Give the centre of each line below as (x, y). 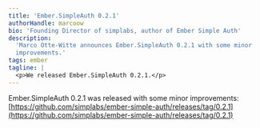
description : (30, 38)
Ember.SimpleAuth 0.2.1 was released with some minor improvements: (124, 98)
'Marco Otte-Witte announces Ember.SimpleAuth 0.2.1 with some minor (134, 46)
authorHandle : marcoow (46, 23)
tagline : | (26, 68)
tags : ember (28, 61)
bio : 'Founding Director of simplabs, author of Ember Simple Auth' (125, 30)
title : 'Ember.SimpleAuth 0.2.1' (64, 16)
